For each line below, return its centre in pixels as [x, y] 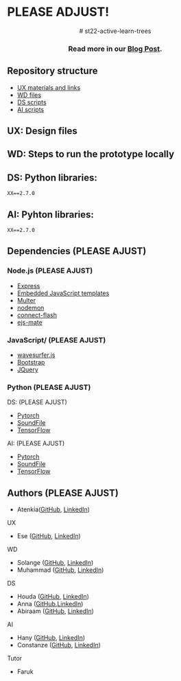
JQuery [28, 370]
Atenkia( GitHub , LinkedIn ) [53, 509]
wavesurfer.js [36, 355]
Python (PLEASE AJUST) [49, 387]
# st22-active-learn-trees [115, 31]
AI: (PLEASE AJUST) [36, 443]
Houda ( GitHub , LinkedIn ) [53, 597]
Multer [26, 300]
